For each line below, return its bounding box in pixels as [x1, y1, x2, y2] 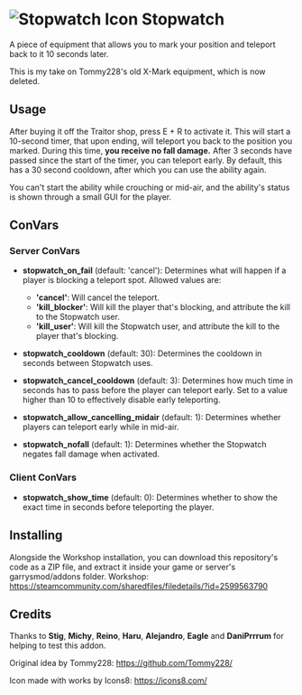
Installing [9, 528, 63, 543]
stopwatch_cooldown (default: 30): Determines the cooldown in [22, 348, 262, 359]
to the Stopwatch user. [35, 312, 120, 323]
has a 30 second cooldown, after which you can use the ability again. [9, 164, 268, 175]
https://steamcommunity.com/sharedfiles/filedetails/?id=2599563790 [9, 580, 269, 591]
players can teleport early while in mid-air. [22, 421, 179, 433]
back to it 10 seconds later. [9, 48, 109, 59]
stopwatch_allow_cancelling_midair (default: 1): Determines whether [22, 412, 281, 423]
